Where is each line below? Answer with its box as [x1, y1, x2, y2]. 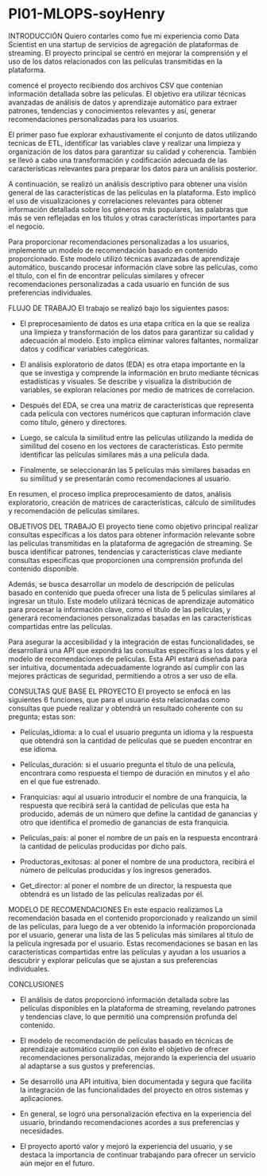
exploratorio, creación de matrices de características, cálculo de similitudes [8, 498, 257, 507]
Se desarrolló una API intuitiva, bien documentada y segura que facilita [19, 1076, 252, 1086]
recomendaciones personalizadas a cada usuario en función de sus [8, 279, 230, 289]
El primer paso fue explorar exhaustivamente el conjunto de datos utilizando [8, 129, 257, 140]
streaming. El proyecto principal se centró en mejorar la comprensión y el [8, 48, 249, 57]
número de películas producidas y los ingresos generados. [19, 865, 212, 875]
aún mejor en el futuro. [19, 1158, 95, 1168]
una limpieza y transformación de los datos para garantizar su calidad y [19, 327, 254, 336]
